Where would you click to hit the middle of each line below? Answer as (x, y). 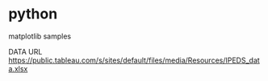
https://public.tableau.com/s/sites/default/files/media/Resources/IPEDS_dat (134, 60)
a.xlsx (18, 68)
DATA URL (25, 51)
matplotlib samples (40, 36)
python (33, 14)
